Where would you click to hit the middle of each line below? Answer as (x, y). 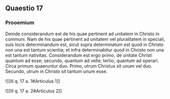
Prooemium (20, 23)
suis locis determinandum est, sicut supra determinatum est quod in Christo (84, 44)
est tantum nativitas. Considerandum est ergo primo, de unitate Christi (79, 55)
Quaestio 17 (24, 8)
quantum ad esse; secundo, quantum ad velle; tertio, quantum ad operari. (82, 61)
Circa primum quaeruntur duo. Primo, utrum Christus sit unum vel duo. (79, 66)
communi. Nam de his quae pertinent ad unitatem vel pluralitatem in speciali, (85, 39)
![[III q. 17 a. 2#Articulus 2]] (33, 91)
